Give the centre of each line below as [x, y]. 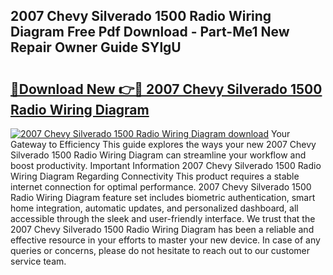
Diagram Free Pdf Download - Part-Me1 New [150, 32]
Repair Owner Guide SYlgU [96, 47]
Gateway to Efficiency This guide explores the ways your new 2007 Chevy [163, 144]
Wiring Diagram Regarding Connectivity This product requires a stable [155, 176]
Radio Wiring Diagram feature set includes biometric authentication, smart [163, 197]
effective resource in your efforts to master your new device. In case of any [165, 240]
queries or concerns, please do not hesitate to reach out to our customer [160, 250]
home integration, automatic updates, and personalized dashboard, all [154, 208]
